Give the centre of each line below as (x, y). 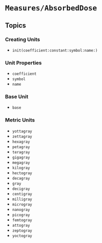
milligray (22, 199)
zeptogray (22, 230)
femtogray (22, 220)
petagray (21, 147)
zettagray (22, 136)
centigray (22, 194)
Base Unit (17, 97)
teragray (21, 152)
